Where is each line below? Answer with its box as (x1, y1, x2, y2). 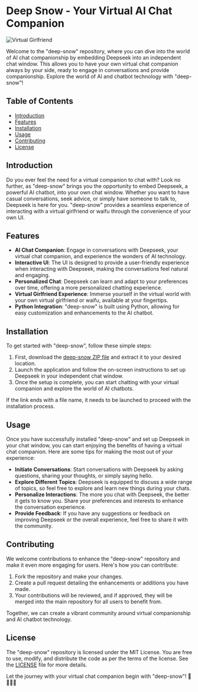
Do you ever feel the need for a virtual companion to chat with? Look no (6, 176, 181, 183)
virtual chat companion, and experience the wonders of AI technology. (14, 253, 187, 260)
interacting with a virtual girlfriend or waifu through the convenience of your (6, 207, 191, 215)
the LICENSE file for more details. (6, 661, 87, 668)
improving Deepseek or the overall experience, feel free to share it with (14, 516, 188, 523)
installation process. (6, 403, 55, 410)
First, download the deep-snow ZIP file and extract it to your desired (14, 353, 181, 361)
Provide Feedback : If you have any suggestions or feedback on (14, 510, 170, 516)
